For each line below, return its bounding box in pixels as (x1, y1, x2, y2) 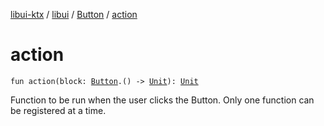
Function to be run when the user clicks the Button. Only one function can (10, 94, 315, 106)
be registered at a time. (10, 104, 107, 116)
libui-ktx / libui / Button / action (10, 9, 138, 20)
